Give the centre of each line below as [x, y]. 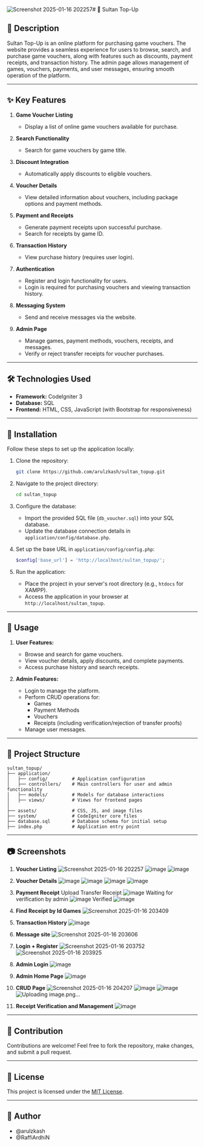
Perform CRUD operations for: [62, 697]
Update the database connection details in [77, 531]
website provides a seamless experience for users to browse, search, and [99, 49]
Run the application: [41, 571]
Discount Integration [42, 162]
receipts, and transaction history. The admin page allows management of [98, 62]
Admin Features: [37, 679]
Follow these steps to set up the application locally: [71, 449]
